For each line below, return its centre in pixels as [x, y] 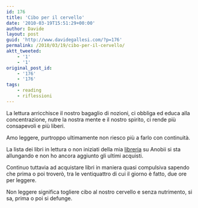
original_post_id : [29, 68]
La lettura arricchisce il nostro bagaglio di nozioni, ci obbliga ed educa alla [98, 113]
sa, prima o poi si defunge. [39, 198]
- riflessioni [35, 96]
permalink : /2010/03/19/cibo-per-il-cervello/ [66, 46]
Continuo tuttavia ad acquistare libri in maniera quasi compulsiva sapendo [98, 167]
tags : [13, 85]
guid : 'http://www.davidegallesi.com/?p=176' [64, 40]
